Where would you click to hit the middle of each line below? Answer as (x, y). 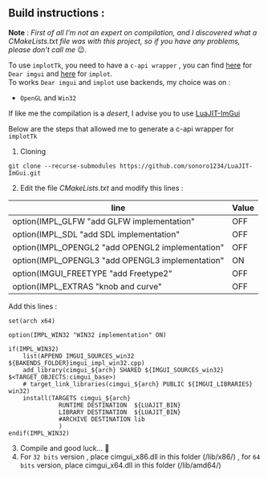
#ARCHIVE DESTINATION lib (102, 419)
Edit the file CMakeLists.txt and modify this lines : (102, 188)
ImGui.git (25, 173)
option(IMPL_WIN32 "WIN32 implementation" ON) (87, 335)
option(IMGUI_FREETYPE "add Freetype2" (92, 273)
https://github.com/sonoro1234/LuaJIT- (186, 166)
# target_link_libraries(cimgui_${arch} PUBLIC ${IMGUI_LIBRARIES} (138, 384)
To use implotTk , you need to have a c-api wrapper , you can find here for (130, 65)
